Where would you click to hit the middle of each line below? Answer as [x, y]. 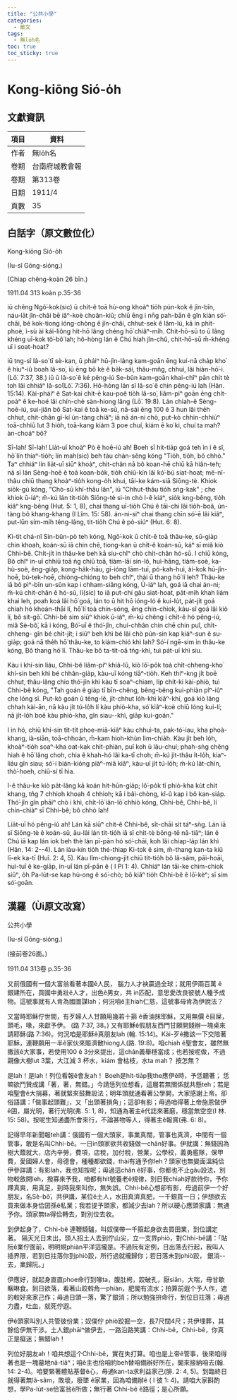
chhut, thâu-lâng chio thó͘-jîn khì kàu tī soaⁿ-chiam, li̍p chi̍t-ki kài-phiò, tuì [114, 682]
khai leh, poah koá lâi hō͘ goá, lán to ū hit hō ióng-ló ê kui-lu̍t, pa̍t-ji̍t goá [111, 600]
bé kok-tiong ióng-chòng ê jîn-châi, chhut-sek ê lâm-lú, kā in [111, 323]
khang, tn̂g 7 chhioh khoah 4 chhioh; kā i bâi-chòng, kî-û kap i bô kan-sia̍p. [116, 794]
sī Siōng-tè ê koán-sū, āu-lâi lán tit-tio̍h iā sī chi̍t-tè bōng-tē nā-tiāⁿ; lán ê [113, 832]
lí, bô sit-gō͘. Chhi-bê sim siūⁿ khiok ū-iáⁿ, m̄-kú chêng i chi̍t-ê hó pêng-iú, [114, 617]
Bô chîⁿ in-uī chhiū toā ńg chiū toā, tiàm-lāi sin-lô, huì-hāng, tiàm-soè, [109, 561]
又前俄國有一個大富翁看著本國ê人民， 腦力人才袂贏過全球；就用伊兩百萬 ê [115, 983]
